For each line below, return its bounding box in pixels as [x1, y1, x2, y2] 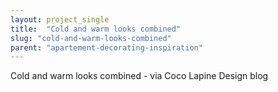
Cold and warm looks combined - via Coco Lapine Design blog [10, 70, 269, 82]
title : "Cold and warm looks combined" [10, 24, 182, 34]
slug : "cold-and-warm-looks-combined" [10, 33, 172, 43]
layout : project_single [10, 14, 110, 25]
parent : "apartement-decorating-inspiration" [10, 42, 203, 53]
